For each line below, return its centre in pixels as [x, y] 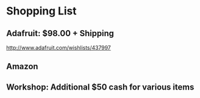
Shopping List [41, 11]
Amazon [22, 66]
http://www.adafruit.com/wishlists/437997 [59, 47]
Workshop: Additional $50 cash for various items [100, 87]
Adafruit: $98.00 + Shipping [60, 33]
